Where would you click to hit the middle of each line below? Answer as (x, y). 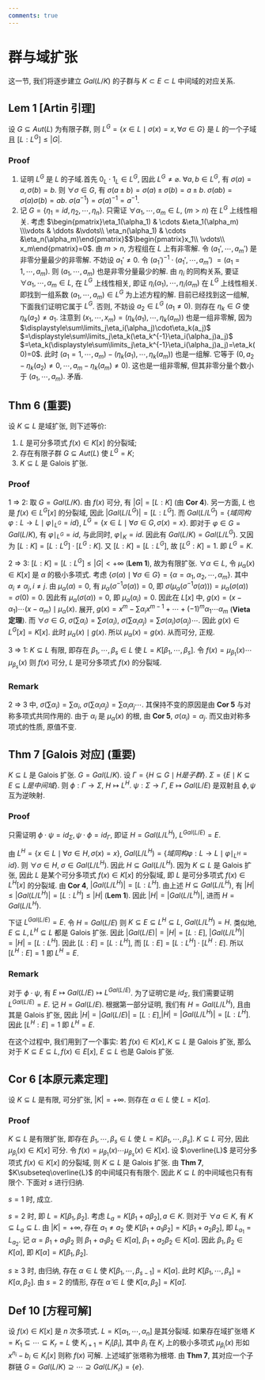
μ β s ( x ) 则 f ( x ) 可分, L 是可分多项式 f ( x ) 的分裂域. (85, 664)
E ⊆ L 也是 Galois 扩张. (137, 1052)
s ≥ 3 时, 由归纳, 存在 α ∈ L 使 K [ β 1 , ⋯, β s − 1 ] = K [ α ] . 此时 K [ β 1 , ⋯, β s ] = (125, 1271)
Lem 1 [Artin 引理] (52, 108)
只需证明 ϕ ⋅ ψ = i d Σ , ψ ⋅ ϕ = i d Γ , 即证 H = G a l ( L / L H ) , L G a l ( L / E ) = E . (115, 835)
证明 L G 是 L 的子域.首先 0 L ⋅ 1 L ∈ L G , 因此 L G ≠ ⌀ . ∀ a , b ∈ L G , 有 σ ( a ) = (135, 179)
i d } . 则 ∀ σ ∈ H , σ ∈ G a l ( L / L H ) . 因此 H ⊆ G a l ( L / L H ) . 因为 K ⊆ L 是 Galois (125, 864)
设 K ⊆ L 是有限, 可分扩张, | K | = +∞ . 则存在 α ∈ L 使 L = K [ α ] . (110, 1099)
